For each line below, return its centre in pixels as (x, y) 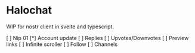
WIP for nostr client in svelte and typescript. (60, 26)
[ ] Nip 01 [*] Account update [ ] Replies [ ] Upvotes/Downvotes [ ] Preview (97, 38)
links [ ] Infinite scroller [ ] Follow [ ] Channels (62, 44)
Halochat (29, 10)
